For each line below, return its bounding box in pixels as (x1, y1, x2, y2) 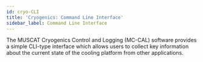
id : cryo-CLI (6, 8, 40, 15)
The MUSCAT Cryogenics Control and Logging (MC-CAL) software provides (6, 37, 197, 44)
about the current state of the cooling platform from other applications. (6, 49, 184, 57)
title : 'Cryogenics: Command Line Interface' (6, 14, 123, 20)
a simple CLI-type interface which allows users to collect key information (6, 43, 189, 50)
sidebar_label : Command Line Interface (6, 20, 108, 26)
